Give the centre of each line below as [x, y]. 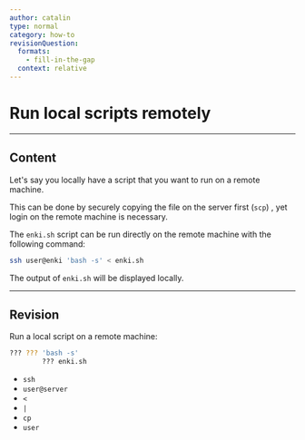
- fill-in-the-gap [60, 60]
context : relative [53, 69]
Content [33, 158]
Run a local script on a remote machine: [84, 337]
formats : [34, 52]
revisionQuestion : [44, 43]
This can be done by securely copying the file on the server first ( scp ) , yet [148, 207]
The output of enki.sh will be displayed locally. [97, 278]
